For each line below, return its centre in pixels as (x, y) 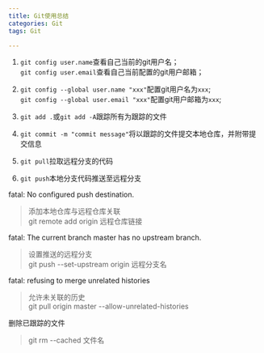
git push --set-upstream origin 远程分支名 (97, 265)
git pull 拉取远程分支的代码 (67, 161)
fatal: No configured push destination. (71, 194)
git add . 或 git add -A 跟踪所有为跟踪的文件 (93, 117)
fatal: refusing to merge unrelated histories (80, 281)
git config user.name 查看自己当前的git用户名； (99, 62)
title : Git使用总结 (39, 16)
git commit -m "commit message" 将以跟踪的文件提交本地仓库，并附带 (134, 134)
